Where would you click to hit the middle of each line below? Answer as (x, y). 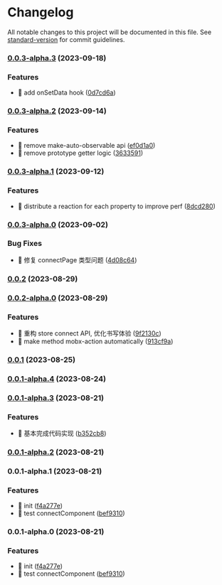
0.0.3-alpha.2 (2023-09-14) (57, 111)
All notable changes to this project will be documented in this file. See (110, 32)
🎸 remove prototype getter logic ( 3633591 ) (80, 153)
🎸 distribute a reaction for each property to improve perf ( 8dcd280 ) (116, 206)
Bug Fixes (25, 244)
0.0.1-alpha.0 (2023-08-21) (56, 532)
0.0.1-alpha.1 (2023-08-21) (55, 471)
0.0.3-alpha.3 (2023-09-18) (57, 58)
